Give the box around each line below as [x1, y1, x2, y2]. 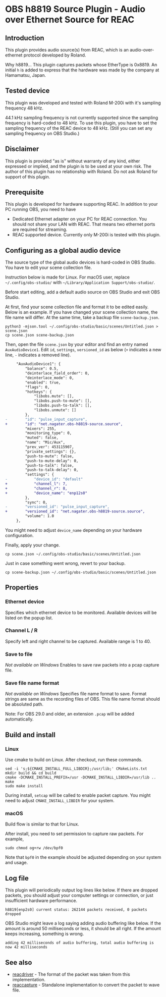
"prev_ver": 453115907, [25, 444, 74, 449]
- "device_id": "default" [5, 477, 83, 482]
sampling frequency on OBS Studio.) [5, 130, 80, 136]
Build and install [5, 730, 55, 739]
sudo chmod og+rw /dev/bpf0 [5, 846, 63, 851]
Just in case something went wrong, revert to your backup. [5, 560, 126, 566]
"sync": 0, [25, 499, 48, 505]
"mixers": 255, [25, 426, 56, 431]
